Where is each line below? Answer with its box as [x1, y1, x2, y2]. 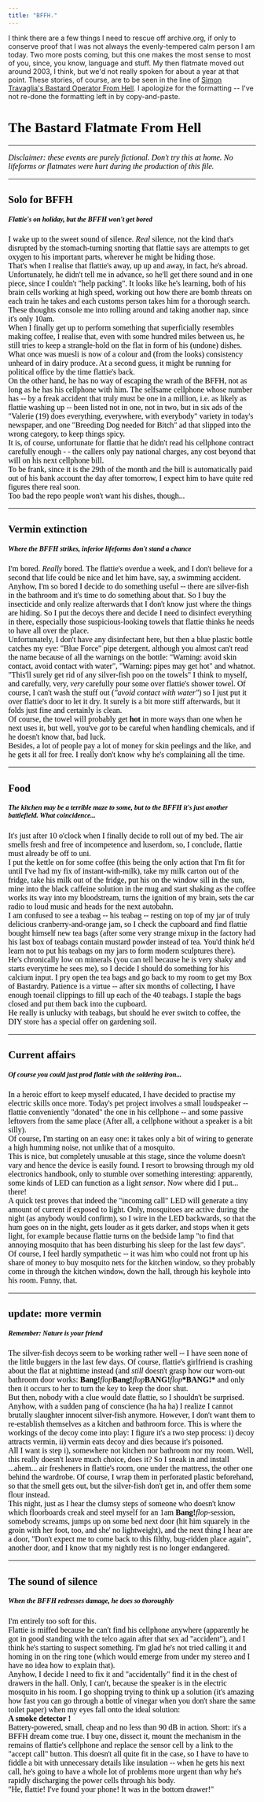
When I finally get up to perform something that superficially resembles [8, 323, 234, 332]
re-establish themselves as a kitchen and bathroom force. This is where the [8, 1420, 242, 1429]
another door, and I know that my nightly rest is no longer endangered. [8, 1543, 230, 1553]
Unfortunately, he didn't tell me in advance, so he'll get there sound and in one [8, 269, 253, 279]
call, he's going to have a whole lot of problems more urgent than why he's [8, 1767, 242, 1776]
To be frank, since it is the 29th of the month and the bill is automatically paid [8, 464, 253, 474]
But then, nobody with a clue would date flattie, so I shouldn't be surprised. [8, 1393, 245, 1402]
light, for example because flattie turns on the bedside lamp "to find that [8, 1231, 234, 1240]
